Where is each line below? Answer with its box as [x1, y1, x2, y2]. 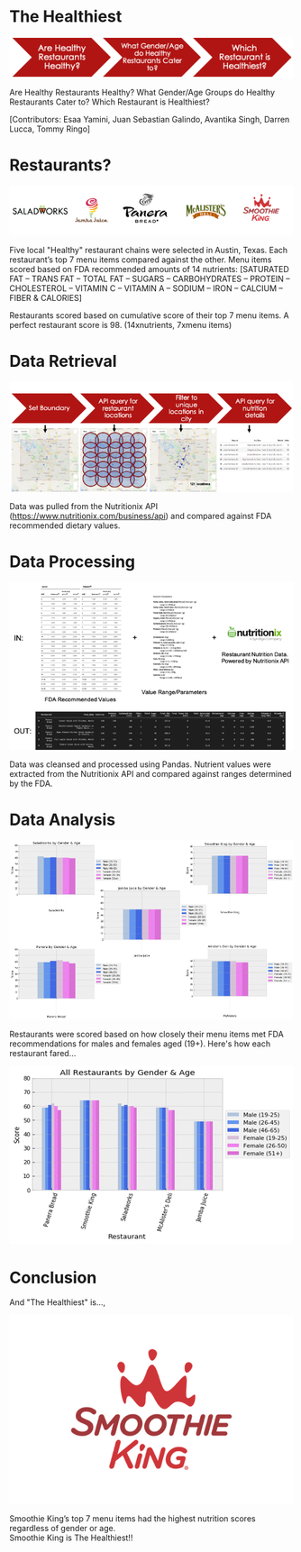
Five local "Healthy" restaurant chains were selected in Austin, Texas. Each [9, 245, 288, 256]
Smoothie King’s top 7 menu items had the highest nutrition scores [9, 1513, 256, 1524]
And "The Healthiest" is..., [9, 1297, 106, 1308]
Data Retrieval [9, 351, 117, 371]
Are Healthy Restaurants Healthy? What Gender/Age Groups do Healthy [9, 87, 276, 97]
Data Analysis [9, 809, 116, 830]
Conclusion [9, 1267, 97, 1288]
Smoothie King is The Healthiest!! [9, 1532, 133, 1543]
